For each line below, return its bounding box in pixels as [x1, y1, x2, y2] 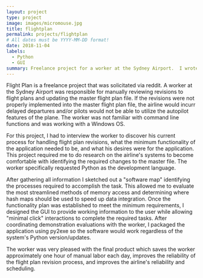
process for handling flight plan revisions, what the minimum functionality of [6, 139, 196, 146]
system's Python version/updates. [6, 234, 92, 241]
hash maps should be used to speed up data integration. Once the [6, 195, 171, 203]
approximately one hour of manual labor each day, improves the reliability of [6, 252, 196, 259]
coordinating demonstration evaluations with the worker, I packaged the [6, 221, 185, 228]
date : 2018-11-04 [6, 43, 50, 49]
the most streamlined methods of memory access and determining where [6, 189, 189, 196]
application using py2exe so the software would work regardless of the [6, 228, 183, 235]
